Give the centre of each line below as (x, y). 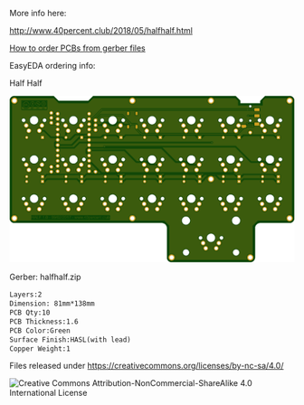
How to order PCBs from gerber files (78, 48)
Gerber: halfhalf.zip (45, 277)
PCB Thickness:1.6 (44, 322)
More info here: (38, 13)
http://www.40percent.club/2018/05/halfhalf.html (101, 30)
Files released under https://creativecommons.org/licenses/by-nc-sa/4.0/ (147, 366)
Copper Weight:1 (40, 349)
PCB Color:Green (40, 331)
